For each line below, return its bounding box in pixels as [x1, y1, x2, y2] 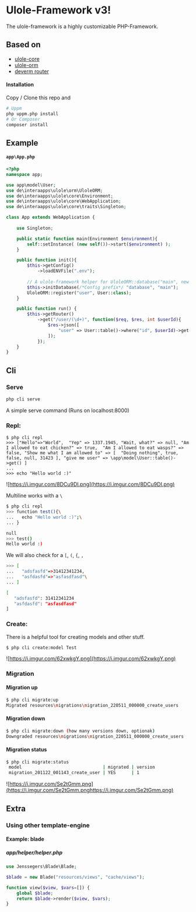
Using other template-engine [6, 821, 90, 829]
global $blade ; [16, 890, 54, 896]
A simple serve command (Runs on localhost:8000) [6, 407, 129, 414]
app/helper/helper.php [6, 849, 63, 856]
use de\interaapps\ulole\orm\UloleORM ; [6, 188, 103, 194]
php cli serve [6, 396, 41, 402]
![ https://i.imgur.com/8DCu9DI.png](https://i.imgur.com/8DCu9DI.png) [6, 481, 175, 488]
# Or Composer [6, 116, 41, 122]
